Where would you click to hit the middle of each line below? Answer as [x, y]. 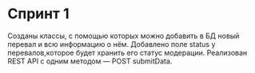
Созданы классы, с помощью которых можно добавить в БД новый [124, 36]
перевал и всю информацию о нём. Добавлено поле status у [112, 44]
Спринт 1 [38, 14]
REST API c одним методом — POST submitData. [90, 61]
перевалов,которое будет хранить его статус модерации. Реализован [127, 52]
